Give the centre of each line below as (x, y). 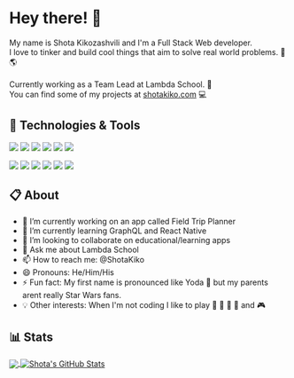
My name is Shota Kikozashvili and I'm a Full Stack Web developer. (131, 43)
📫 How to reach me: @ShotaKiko (83, 259)
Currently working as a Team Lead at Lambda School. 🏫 (111, 84)
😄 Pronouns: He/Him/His (68, 272)
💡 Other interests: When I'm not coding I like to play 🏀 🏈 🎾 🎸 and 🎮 (143, 304)
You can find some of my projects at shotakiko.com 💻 (108, 94)
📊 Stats (31, 337)
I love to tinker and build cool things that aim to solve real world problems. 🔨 (147, 51)
